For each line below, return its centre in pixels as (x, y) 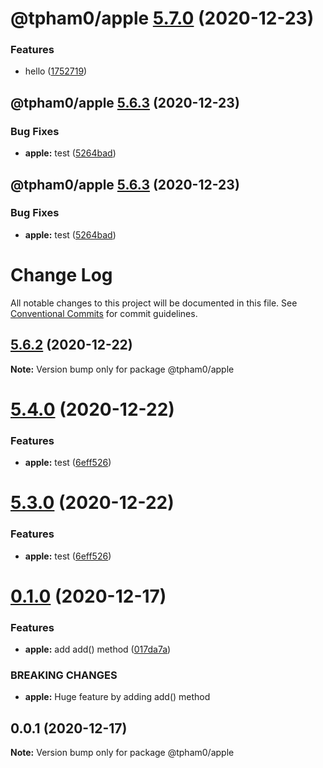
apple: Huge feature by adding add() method (117, 697)
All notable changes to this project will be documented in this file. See (154, 303)
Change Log (61, 275)
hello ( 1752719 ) (56, 71)
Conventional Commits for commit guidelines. (104, 313)
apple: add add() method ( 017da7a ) (98, 649)
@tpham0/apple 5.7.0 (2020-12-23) (162, 18)
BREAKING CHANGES (64, 675)
